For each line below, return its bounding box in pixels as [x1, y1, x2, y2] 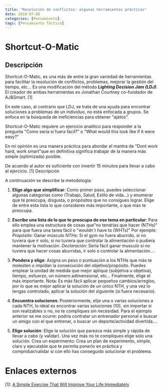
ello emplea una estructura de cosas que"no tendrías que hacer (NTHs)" [12, 222, 158, 228]
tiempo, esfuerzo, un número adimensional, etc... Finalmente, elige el [12, 273, 151, 279]
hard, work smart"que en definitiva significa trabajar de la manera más [5, 149, 146, 154]
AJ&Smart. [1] [5, 94, 33, 100]
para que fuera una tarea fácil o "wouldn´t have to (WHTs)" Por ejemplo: [12, 227, 157, 233]
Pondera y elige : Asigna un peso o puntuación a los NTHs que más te [12, 257, 152, 263]
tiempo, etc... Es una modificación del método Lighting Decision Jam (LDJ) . [5, 84, 158, 90]
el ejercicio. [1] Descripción [5, 168, 60, 174]
